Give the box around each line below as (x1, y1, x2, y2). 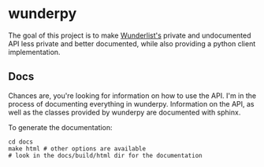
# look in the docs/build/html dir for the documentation (8, 151, 203, 159)
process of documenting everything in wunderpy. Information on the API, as (8, 99, 255, 108)
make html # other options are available (8, 144, 147, 153)
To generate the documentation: (8, 122, 113, 132)
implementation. (8, 47, 61, 56)
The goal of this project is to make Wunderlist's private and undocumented (8, 31, 251, 40)
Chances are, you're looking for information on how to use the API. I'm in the (8, 91, 257, 100)
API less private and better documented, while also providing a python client (8, 38, 256, 48)
